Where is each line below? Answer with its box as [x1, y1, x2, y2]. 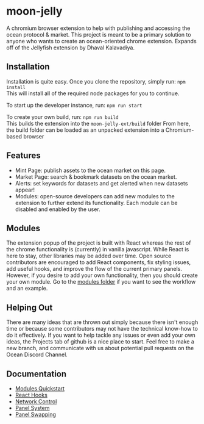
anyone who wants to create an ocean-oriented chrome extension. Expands [6, 37, 197, 45]
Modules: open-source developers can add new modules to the [15, 192, 175, 199]
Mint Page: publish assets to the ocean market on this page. [15, 167, 166, 174]
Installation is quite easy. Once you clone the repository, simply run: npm [6, 77, 186, 85]
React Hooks [15, 392, 47, 398]
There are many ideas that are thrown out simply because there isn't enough [6, 318, 199, 326]
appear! [15, 186, 35, 193]
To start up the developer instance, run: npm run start [6, 101, 142, 109]
